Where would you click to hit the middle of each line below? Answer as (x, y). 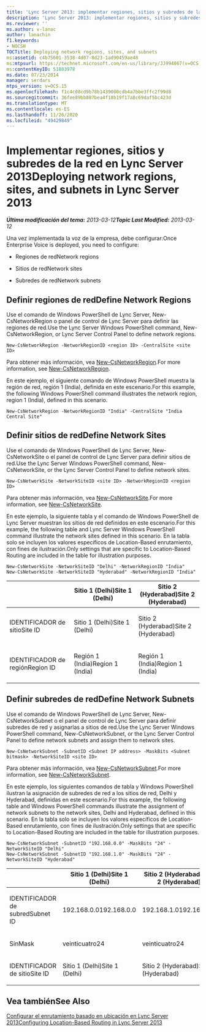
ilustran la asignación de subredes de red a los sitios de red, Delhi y (92, 793)
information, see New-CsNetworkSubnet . (59, 774)
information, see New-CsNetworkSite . (54, 504)
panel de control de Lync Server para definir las (118, 321)
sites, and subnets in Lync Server (93, 190)
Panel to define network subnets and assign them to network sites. (91, 740)
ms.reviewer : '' (27, 23)
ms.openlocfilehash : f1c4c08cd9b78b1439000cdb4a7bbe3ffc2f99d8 (89, 92)
